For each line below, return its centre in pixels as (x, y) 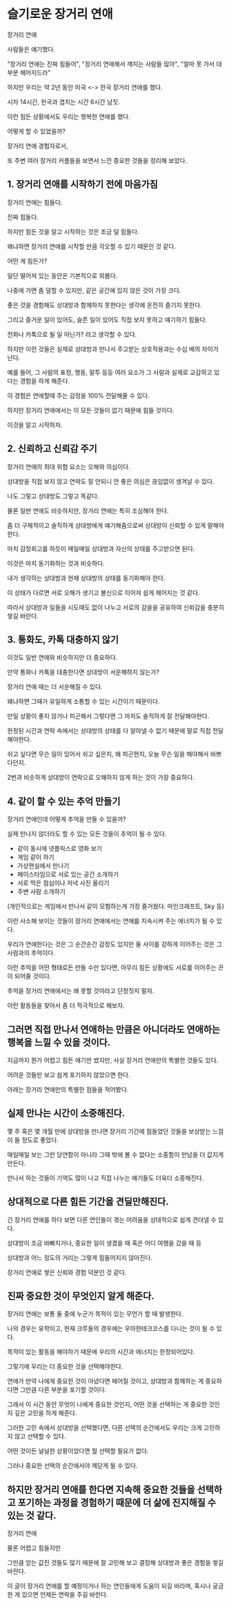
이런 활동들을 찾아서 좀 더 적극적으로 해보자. (66, 1005)
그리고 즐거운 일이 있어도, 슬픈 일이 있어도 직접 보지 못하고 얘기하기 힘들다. (107, 319)
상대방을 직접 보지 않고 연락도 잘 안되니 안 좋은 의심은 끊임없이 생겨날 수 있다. (111, 481)
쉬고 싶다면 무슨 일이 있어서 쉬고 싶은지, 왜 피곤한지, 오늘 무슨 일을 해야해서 (108, 754)
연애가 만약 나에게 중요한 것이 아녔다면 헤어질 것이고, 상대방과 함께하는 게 (106, 1381)
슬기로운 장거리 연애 (60, 14)
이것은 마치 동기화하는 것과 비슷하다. (56, 563)
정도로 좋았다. (40, 1140)
